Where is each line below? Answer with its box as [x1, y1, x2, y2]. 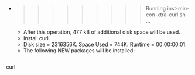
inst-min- [166, 5, 190, 12]
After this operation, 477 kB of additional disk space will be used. [23, 28, 180, 35]
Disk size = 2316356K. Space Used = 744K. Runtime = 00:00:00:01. [23, 41, 187, 48]
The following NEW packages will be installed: [23, 47, 135, 54]
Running [145, 5, 166, 12]
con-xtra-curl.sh [145, 11, 186, 18]
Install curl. [23, 35, 50, 41]
